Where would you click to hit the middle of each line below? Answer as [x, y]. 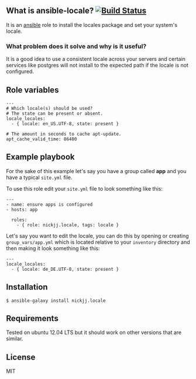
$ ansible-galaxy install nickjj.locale [56, 301]
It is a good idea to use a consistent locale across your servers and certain [96, 59]
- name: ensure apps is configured [49, 204]
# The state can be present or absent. [55, 113]
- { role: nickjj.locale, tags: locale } [68, 225]
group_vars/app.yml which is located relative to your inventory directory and [98, 242]
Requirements [32, 318]
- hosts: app [22, 209]
